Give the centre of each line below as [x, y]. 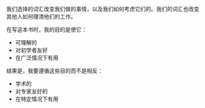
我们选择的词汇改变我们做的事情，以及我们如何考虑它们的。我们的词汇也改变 [103, 9]
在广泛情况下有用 [37, 58]
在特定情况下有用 [37, 99]
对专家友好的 [31, 91]
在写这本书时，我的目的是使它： [47, 30]
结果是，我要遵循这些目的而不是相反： [54, 71]
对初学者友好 [31, 50]
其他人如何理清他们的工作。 [41, 16]
